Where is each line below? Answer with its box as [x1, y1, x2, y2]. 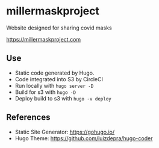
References [6, 113, 51, 123]
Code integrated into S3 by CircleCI [14, 75, 104, 82]
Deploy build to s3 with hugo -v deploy [14, 94, 111, 102]
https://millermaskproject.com [6, 35, 81, 43]
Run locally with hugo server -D [14, 82, 94, 89]
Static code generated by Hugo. [14, 69, 95, 76]
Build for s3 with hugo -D [14, 88, 76, 96]
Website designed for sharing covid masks [6, 24, 113, 31]
